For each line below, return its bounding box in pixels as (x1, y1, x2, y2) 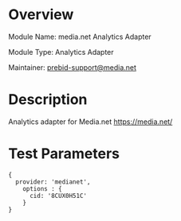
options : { (22, 184, 62, 192)
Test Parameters (8, 145, 120, 163)
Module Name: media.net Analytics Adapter (8, 32, 151, 41)
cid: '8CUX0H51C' (29, 192, 88, 200)
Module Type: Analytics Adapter (8, 47, 114, 56)
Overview (8, 6, 74, 24)
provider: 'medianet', (15, 177, 91, 186)
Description (8, 91, 88, 109)
